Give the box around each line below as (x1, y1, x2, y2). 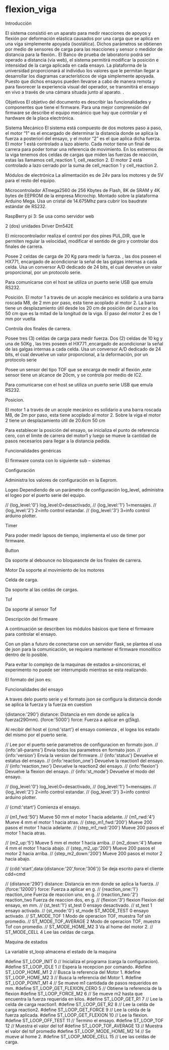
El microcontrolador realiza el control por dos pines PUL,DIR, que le (5, 232, 145, 238)
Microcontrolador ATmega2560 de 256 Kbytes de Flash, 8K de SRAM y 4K (5, 187, 160, 193)
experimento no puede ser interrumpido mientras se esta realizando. (5, 667, 148, 673)
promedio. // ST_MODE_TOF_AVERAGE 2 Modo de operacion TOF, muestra (5, 918, 160, 924)
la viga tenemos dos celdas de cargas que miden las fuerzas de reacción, (5, 152, 158, 158)
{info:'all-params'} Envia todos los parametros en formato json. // (5, 746, 141, 753)
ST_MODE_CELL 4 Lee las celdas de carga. (5, 929, 95, 935)
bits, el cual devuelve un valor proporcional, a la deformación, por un (5, 351, 148, 357)
